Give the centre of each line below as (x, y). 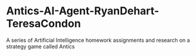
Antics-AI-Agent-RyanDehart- (83, 11)
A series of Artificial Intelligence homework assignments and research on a (98, 40)
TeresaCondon (44, 24)
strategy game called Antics (41, 46)
